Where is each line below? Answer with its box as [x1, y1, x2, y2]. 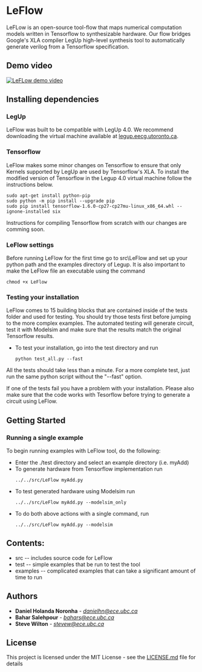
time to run [15, 573, 42, 581]
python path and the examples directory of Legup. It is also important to [6, 261, 186, 268]
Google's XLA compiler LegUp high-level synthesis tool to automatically [6, 36, 185, 44]
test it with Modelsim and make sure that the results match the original [6, 326, 181, 333]
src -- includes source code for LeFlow [15, 554, 113, 561]
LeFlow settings [6, 241, 54, 249]
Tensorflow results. [6, 333, 54, 340]
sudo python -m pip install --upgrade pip [6, 198, 115, 204]
